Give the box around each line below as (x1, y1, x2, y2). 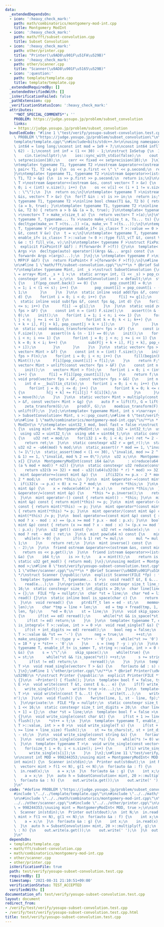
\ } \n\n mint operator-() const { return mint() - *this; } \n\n (14, 495, 152, 500)
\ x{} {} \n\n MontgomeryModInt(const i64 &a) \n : (14, 459, 130, 463)
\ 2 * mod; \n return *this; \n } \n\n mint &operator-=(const (14, 477, 150, 482)
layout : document (5, 896, 41, 901)
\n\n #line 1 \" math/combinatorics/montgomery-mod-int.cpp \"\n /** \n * (14, 417, 159, 422)
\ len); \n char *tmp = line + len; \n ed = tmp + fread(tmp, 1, (14, 604, 159, 610)
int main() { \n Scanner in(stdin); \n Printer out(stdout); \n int (14, 760, 156, 765)
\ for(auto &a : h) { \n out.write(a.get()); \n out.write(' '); (14, 778, 161, 783)
